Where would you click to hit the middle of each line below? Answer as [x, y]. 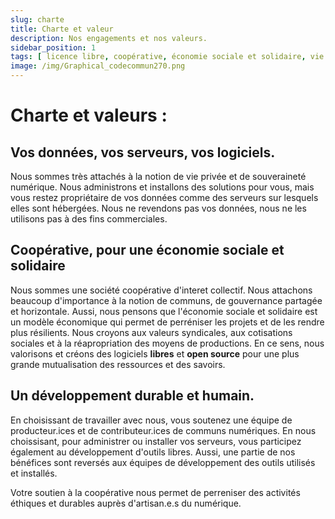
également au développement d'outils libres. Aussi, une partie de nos [153, 452]
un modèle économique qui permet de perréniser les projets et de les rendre [167, 322]
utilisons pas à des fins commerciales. [89, 219]
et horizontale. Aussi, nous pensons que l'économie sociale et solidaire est [164, 311]
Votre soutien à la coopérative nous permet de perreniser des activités [155, 492]
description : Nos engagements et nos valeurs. [109, 38]
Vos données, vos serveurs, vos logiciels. [143, 152]
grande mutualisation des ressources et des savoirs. [118, 364]
